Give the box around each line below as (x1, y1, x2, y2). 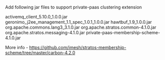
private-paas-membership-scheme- (86, 30, 161, 35)
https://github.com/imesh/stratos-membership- (29, 45, 127, 50)
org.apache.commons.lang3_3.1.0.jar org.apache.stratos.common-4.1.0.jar (5, 24, 157, 30)
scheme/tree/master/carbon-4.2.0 (5, 50, 76, 56)
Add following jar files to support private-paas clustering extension (5, 4, 142, 10)
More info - (5, 45, 28, 50)
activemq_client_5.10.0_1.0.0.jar (5, 14, 68, 19)
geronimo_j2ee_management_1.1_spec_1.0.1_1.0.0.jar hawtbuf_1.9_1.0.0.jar (5, 19, 152, 25)
